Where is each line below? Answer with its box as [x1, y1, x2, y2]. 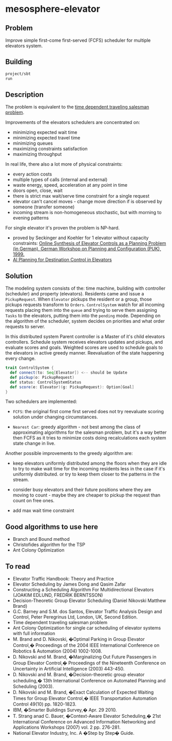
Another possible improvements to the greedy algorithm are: [5, 450, 133, 456]
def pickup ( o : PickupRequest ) [10, 375, 74, 380]
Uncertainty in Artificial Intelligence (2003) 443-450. [12, 666, 125, 672]
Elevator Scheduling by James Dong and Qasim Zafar [12, 581, 126, 587]
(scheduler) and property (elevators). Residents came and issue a [5, 291, 144, 297]
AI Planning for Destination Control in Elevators [12, 257, 112, 263]
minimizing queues [12, 140, 53, 147]
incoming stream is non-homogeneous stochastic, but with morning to [12, 209, 162, 216]
